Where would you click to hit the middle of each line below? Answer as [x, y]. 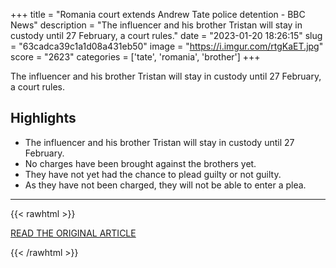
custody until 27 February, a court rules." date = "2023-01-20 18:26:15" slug [166, 35]
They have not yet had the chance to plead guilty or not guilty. [153, 174]
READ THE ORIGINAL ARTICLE [73, 233]
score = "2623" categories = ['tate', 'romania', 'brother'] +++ [135, 57]
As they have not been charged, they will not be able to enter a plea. [165, 185]
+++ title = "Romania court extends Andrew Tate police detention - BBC [158, 14]
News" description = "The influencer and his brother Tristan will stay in [156, 25]
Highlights [43, 118]
